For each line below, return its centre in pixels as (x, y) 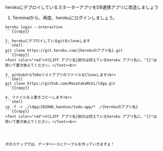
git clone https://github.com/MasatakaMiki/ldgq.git (60, 83)
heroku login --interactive (34, 27)
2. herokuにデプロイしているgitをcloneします (48, 41)
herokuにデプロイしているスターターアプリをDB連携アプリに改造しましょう (82, 7)
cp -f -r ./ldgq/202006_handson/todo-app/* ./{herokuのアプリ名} (72, 107)
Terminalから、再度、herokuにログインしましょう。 (65, 18)
